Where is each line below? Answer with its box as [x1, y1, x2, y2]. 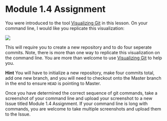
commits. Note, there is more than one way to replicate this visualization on [5, 49, 160, 55]
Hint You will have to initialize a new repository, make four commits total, [5, 70, 155, 76]
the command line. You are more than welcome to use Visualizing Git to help [5, 55, 162, 61]
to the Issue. [5, 111, 31, 117]
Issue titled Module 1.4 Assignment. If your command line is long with [5, 101, 148, 107]
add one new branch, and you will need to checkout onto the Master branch [5, 75, 161, 81]
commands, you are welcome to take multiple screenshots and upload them [5, 106, 161, 112]
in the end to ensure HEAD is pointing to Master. [5, 80, 101, 86]
